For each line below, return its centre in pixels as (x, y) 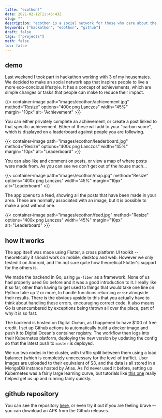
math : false (17, 41)
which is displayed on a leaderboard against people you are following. (75, 132)
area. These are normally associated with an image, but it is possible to (76, 201)
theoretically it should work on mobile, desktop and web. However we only (79, 257)
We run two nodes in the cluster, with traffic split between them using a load (81, 353)
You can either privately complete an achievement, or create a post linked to (81, 121)
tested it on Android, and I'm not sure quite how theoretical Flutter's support (81, 263)
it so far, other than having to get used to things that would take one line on (80, 287)
